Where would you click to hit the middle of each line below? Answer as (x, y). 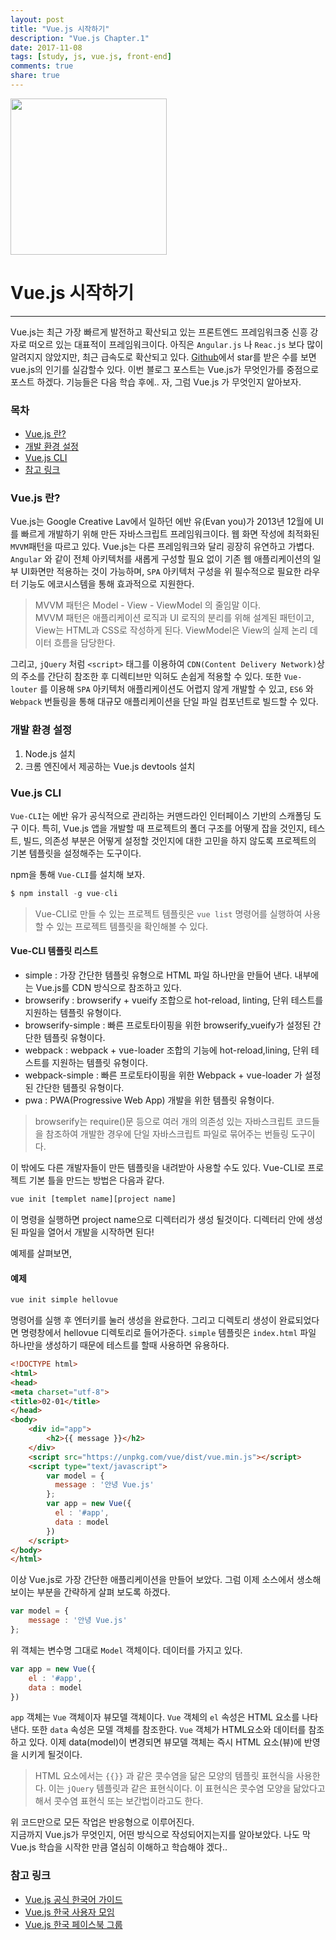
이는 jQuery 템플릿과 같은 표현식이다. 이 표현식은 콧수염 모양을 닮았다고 (187, 1788)
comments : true (42, 66)
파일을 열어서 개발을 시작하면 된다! (87, 1232)
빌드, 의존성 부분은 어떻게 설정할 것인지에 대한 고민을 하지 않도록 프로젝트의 (170, 840)
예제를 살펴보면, (41, 1253)
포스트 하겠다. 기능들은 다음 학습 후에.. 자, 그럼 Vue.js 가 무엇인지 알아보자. (156, 382)
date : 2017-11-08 (46, 47)
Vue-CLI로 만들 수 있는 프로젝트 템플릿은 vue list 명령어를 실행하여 (168, 913)
